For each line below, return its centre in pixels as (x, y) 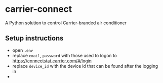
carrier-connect (39, 9)
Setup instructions (34, 38)
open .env (22, 50)
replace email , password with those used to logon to (64, 55)
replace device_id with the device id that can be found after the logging (85, 66)
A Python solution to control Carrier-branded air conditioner (66, 23)
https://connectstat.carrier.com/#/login (52, 61)
